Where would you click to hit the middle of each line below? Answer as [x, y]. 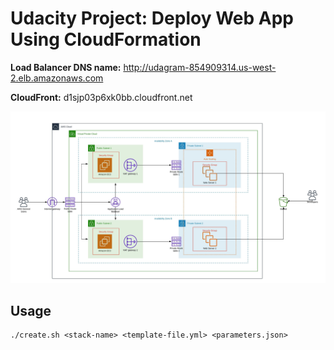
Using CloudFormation [106, 39]
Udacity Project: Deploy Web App [152, 18]
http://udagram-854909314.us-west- [200, 67]
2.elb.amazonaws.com [57, 78]
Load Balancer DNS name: [66, 67]
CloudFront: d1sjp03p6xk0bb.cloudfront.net [101, 97]
